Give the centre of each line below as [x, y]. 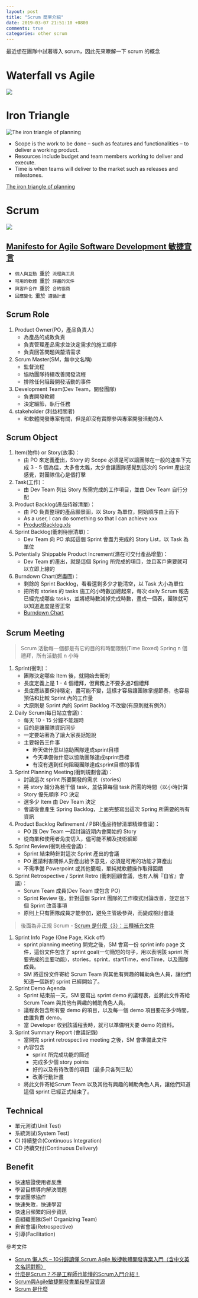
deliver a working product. [47, 150]
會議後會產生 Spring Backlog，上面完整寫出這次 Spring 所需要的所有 [107, 809]
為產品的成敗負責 [44, 337]
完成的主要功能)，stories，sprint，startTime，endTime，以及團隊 [109, 959]
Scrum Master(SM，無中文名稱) [53, 359]
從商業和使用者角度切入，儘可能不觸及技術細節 [80, 839]
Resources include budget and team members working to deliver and [99, 156]
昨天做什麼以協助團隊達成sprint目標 [76, 750]
